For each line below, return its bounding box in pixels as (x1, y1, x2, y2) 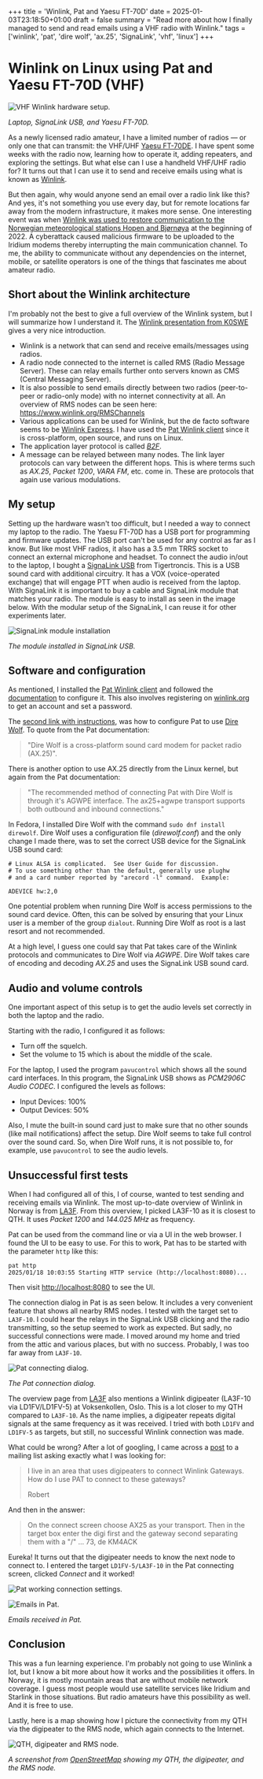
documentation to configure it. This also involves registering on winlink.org (8, 693, 250, 703)
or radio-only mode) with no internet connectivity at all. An (36, 391, 226, 400)
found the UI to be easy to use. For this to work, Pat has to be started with (8, 1239, 247, 1247)
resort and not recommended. (8, 927, 105, 936)
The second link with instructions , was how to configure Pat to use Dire (8, 717, 239, 726)
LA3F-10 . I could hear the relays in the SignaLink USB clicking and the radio (8, 1315, 250, 1324)
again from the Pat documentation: (8, 772, 121, 782)
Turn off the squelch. (19, 1042, 88, 1051)
